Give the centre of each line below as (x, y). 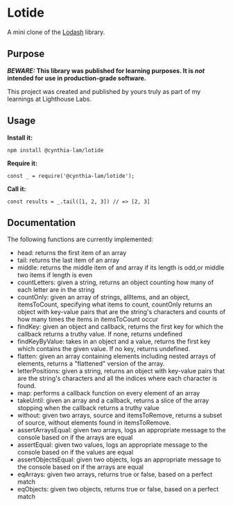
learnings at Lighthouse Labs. (50, 99)
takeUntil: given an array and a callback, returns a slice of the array (113, 400)
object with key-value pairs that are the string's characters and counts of (121, 312)
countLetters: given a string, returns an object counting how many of (115, 282)
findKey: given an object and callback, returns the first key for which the (120, 327)
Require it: (23, 163)
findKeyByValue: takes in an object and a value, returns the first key (114, 341)
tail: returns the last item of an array (68, 260)
